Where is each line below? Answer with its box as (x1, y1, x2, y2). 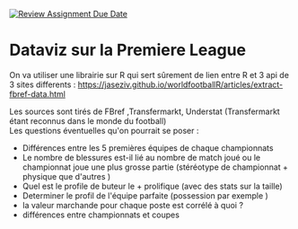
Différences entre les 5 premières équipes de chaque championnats (22, 142, 274, 153)
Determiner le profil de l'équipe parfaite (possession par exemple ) (22, 189, 269, 201)
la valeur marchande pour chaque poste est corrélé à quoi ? (22, 199, 244, 210)
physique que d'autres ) (22, 171, 111, 181)
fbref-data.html (9, 88, 66, 99)
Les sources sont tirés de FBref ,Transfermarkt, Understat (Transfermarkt (9, 106, 280, 117)
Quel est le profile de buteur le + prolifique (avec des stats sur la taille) (22, 181, 283, 191)
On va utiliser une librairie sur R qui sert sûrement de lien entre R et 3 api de (9, 69, 290, 80)
